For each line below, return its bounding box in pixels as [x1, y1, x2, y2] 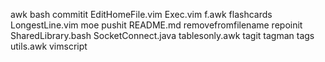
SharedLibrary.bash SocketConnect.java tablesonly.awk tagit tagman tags [10, 30, 315, 41]
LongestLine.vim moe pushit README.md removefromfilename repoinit [10, 19, 303, 31]
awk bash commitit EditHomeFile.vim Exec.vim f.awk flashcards [10, 9, 273, 20]
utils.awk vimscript [10, 40, 88, 52]
